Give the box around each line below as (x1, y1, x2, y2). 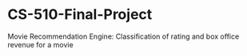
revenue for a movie (7, 39, 74, 49)
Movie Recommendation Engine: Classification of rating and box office (7, 32, 240, 41)
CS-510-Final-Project (7, 6, 153, 24)
